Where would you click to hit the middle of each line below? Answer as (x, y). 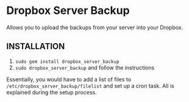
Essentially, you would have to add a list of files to (69, 79)
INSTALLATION (36, 46)
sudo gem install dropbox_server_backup (67, 61)
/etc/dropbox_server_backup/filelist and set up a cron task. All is (91, 86)
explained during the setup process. (52, 92)
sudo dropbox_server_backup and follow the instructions (85, 67)
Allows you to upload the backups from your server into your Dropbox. (95, 27)
